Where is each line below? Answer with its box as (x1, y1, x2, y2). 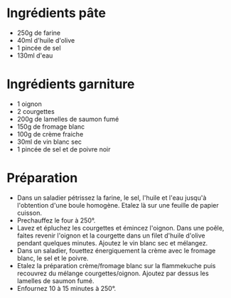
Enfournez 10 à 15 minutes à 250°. (16, 284, 117, 292)
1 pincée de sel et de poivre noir (16, 144, 111, 154)
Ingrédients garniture (6, 76, 135, 92)
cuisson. (16, 208, 42, 217)
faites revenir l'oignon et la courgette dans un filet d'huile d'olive (16, 231, 205, 240)
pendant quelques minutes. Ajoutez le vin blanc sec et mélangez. (16, 238, 208, 247)
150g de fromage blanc (16, 122, 85, 131)
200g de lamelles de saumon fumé (16, 115, 119, 123)
